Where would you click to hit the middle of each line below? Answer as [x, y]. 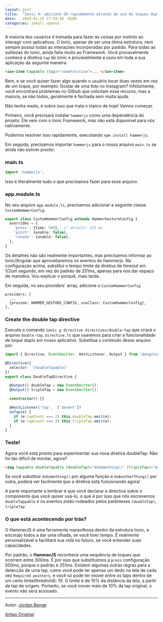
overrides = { [24, 223]
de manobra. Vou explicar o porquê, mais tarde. [53, 276]
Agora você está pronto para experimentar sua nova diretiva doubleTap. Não [81, 453]
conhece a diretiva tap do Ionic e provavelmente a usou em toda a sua [75, 58]
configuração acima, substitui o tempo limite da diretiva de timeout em [75, 266]
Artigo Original [20, 614]
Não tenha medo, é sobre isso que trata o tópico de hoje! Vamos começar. [79, 106]
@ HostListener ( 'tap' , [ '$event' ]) [45, 408]
